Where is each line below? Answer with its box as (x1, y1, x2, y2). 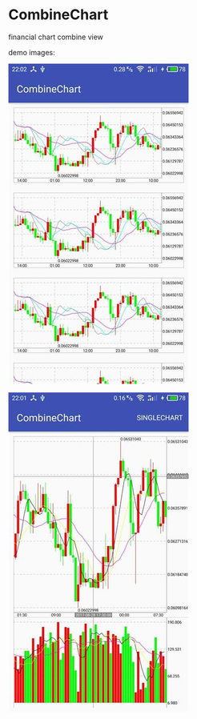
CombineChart (8, 6, 109, 24)
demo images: (8, 47, 56, 57)
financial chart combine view (8, 32, 104, 42)
